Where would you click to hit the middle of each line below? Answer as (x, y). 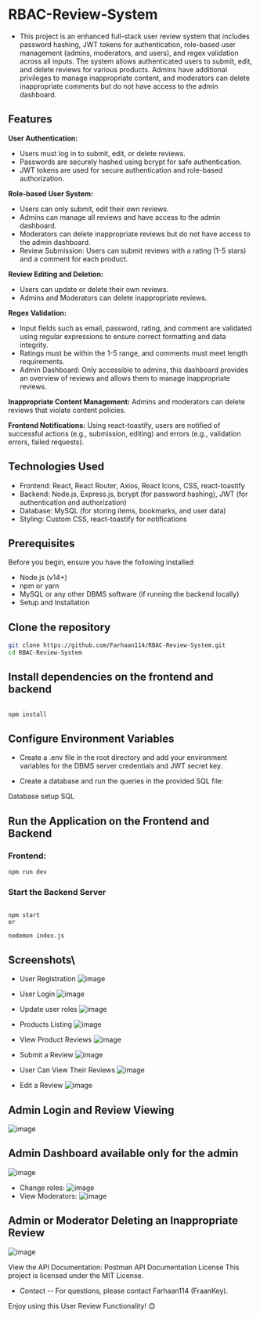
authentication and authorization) (73, 502)
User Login (37, 994)
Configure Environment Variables (91, 739)
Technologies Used (56, 467)
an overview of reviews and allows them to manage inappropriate (125, 378)
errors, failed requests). (46, 442)
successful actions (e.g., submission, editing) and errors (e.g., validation (125, 433)
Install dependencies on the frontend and (111, 677)
